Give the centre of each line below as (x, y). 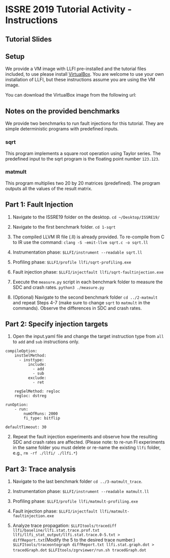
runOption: (17, 405)
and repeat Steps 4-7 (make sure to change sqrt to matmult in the (81, 302)
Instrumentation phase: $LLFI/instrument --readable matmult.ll (81, 492)
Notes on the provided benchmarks (63, 111)
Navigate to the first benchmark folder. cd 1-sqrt (64, 227)
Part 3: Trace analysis (41, 469)
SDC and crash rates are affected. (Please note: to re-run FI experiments (89, 442)
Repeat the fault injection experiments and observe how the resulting (85, 437)
